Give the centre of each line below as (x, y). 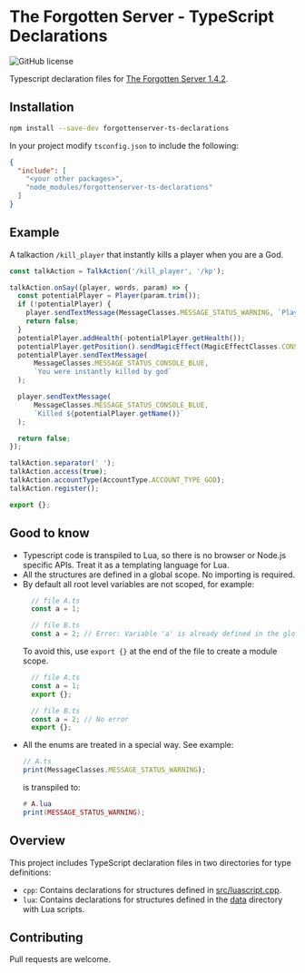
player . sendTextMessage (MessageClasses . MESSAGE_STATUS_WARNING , (150, 313)
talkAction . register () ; (54, 488)
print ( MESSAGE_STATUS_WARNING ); (84, 812)
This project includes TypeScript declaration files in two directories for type (151, 862)
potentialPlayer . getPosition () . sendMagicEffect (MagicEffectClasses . (150, 347)
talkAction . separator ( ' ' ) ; (63, 463)
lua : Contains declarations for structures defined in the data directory (152, 899)
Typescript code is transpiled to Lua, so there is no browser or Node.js (154, 555)
